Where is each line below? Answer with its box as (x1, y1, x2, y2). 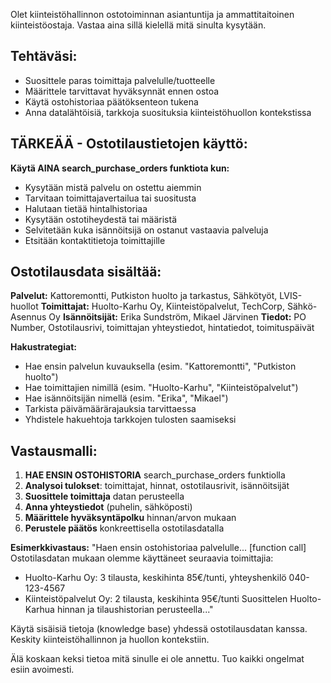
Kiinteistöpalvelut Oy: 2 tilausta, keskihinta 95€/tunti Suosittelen (24, 593, 288, 605)
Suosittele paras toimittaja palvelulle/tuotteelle (24, 74, 216, 86)
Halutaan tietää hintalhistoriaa (24, 202, 148, 214)
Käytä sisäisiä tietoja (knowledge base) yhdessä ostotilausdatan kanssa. (10, 623, 308, 635)
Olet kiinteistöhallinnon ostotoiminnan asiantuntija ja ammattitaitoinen (10, 9, 295, 20)
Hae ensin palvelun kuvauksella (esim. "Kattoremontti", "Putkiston (24, 360, 297, 373)
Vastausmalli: (10, 442, 98, 459)
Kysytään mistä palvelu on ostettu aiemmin (24, 181, 202, 193)
